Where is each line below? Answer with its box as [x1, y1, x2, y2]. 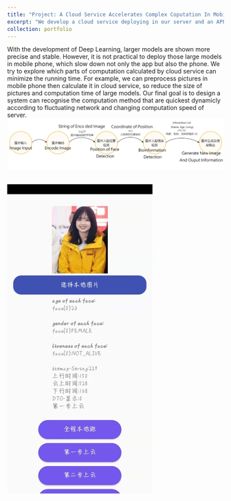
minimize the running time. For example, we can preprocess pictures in [7, 74, 208, 82]
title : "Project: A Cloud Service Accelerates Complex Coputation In [7, 11, 211, 18]
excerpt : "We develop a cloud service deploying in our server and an [7, 18, 214, 25]
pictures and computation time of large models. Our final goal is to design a [7, 89, 221, 98]
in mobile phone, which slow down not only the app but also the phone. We [7, 60, 220, 68]
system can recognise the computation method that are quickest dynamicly [7, 96, 221, 104]
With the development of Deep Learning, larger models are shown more [7, 45, 210, 54]
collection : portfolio [7, 25, 72, 32]
